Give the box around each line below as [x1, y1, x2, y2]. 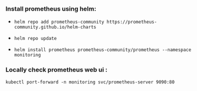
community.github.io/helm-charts [14, 24, 97, 31]
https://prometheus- [106, 19, 157, 25]
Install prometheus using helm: [5, 5, 97, 13]
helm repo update [14, 36, 57, 42]
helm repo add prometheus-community [14, 19, 104, 25]
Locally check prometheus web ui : [5, 66, 107, 74]
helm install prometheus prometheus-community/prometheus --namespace [14, 47, 192, 53]
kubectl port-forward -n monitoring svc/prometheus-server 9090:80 [5, 79, 175, 85]
